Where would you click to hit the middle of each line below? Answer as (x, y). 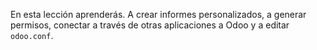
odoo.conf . (32, 35)
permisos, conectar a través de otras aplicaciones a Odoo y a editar (150, 25)
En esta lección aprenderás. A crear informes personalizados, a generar (158, 14)
